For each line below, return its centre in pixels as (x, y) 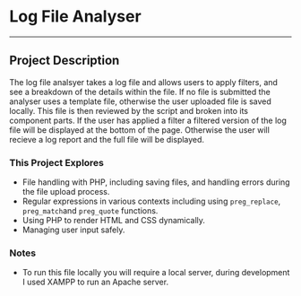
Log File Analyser (75, 17)
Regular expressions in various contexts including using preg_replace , (151, 201)
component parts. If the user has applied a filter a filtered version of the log (148, 120)
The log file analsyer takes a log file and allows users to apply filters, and (143, 82)
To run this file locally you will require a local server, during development (156, 273)
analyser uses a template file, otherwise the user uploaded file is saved (140, 101)
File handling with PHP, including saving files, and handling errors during (156, 182)
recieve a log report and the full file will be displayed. (107, 139)
